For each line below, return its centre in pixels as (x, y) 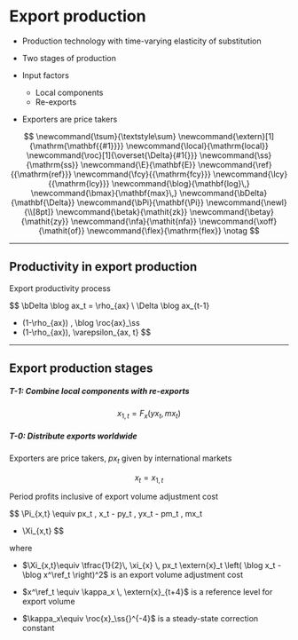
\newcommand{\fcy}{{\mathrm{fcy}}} (142, 174)
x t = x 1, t (149, 478)
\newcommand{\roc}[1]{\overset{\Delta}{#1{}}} (112, 155)
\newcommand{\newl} (246, 202)
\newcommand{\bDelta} (223, 193)
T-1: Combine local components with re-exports (99, 391)
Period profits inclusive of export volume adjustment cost (114, 497)
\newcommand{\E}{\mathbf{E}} (138, 164)
